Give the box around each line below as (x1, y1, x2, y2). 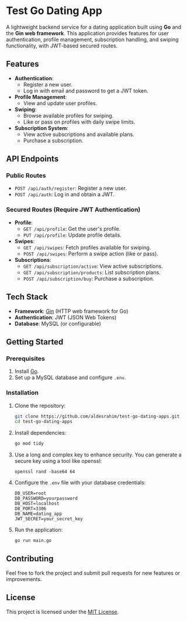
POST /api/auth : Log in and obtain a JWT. (14, 191, 115, 198)
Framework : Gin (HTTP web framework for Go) (14, 308, 129, 315)
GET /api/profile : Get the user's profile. (23, 225, 121, 232)
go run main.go (14, 538, 52, 544)
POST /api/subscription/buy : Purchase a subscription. (23, 275, 155, 282)
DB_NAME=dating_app (14, 511, 63, 517)
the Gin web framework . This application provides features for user (6, 29, 169, 36)
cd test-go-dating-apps (14, 419, 73, 425)
